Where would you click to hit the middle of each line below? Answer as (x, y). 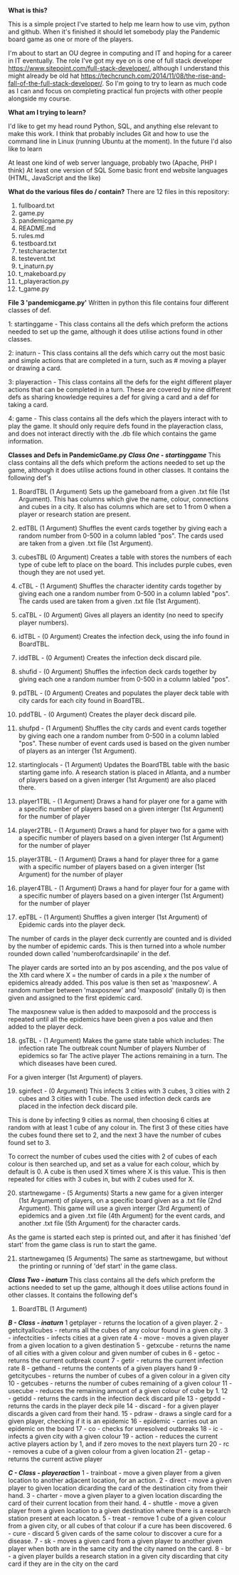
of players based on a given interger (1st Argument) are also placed (117, 780)
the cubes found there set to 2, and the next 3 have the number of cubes (115, 1135)
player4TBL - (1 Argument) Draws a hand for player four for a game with (124, 888)
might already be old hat (44, 76)
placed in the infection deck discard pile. (78, 1106)
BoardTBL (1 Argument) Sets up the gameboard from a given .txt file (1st (124, 492)
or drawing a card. (35, 368)
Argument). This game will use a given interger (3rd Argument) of (114, 1208)
